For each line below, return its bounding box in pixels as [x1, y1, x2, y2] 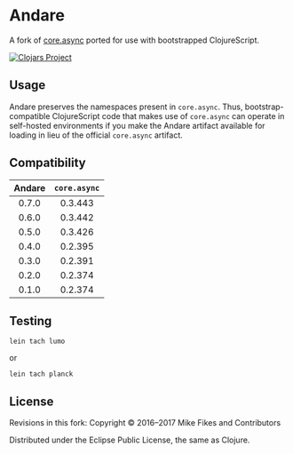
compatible [9, 110, 51, 121]
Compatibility [9, 155, 86, 171]
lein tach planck [9, 370, 74, 378]
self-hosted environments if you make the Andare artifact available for [9, 120, 265, 131]
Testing [9, 313, 52, 329]
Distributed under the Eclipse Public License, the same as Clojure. [9, 434, 250, 445]
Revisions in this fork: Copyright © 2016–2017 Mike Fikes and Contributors [9, 418, 281, 428]
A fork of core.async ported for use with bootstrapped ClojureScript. [9, 35, 260, 45]
